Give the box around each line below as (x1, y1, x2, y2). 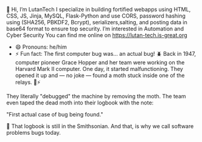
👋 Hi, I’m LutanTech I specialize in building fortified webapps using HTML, (6, 6, 191, 13)
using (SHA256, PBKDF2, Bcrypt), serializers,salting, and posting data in (6, 19, 187, 25)
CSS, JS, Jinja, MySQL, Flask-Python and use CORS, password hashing (6, 12, 186, 19)
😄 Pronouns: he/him (15, 43, 67, 50)
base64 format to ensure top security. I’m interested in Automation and (6, 25, 184, 32)
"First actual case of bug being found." (6, 111, 103, 118)
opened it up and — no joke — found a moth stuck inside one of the (15, 72, 185, 79)
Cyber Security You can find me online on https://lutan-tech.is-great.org (6, 32, 187, 39)
